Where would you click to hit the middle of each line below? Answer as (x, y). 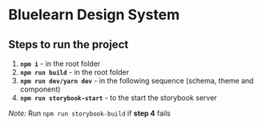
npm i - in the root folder (60, 63)
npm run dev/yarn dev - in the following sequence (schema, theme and (137, 81)
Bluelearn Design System (94, 15)
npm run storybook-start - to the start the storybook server (119, 98)
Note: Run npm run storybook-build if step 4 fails (89, 113)
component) (40, 89)
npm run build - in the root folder (75, 72)
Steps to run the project (69, 45)
